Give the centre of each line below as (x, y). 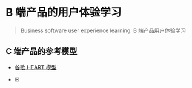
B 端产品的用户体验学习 (64, 12)
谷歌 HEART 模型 (35, 67)
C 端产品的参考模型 (41, 51)
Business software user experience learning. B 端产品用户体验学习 (103, 30)
